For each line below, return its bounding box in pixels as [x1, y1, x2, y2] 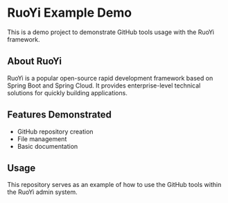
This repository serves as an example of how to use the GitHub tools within [7, 181, 222, 189]
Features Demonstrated [7, 109, 112, 121]
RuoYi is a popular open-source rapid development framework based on [7, 74, 213, 82]
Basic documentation [17, 142, 78, 150]
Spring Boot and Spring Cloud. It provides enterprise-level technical [7, 81, 201, 90]
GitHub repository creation [17, 127, 94, 136]
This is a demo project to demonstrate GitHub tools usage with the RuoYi [7, 28, 215, 36]
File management [17, 134, 67, 143]
